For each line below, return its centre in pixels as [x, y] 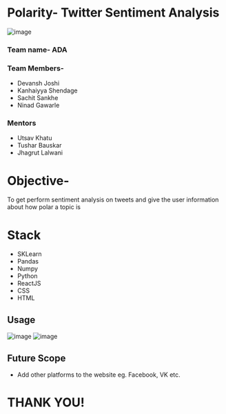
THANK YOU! [46, 403]
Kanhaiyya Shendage [47, 90]
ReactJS [29, 284]
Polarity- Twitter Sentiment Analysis [113, 13]
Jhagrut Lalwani [40, 152]
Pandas [28, 262]
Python [27, 276]
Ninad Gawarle [38, 106]
